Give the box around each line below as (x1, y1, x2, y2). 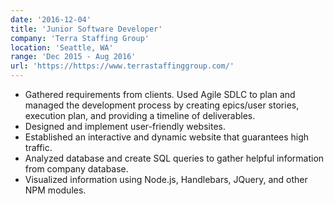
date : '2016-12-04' (10, 14, 92, 25)
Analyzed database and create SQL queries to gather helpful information (24, 152, 325, 164)
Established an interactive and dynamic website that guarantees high (24, 131, 310, 143)
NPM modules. (24, 184, 87, 196)
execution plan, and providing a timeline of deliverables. (24, 110, 256, 121)
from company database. (24, 163, 129, 175)
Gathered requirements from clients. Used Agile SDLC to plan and (24, 89, 296, 100)
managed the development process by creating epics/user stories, (24, 99, 300, 111)
